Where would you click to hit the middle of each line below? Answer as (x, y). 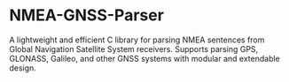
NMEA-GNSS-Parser (86, 15)
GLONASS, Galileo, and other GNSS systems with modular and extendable (145, 58)
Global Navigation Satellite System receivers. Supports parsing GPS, (134, 48)
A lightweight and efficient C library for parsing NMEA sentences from (137, 40)
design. (23, 68)
